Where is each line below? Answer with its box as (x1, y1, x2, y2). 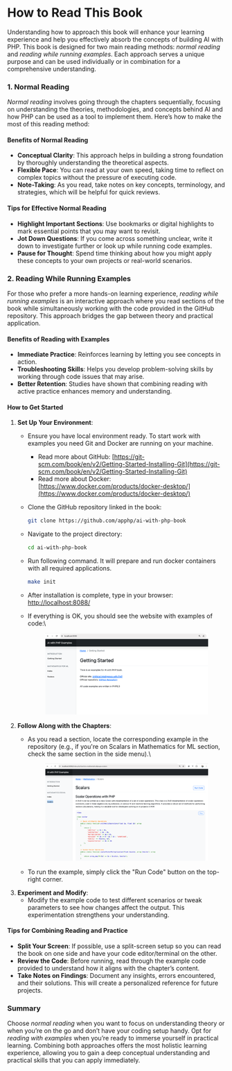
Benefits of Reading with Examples (7, 335, 110, 343)
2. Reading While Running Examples (7, 273, 132, 283)
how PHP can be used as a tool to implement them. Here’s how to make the (7, 112, 222, 121)
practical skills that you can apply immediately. (7, 1056, 141, 1065)
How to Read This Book (7, 5, 143, 21)
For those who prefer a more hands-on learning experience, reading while (7, 289, 219, 298)
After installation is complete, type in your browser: (27, 591, 174, 599)
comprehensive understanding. (7, 65, 97, 73)
